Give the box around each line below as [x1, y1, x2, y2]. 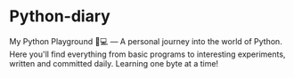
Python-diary [9, 6, 111, 27]
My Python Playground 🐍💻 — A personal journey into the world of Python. [9, 35, 282, 46]
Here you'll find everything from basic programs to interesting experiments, [9, 49, 286, 59]
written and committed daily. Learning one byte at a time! [9, 58, 219, 68]
